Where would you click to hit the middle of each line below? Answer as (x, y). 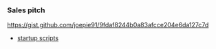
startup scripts (38, 38)
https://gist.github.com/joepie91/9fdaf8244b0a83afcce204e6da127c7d (108, 25)
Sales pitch (26, 10)
